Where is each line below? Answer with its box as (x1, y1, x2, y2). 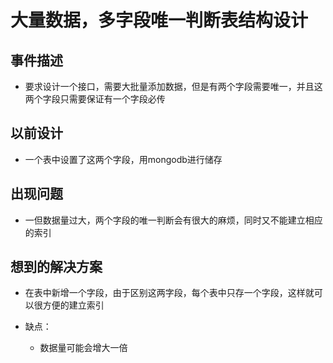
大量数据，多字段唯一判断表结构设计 (10, 9, 309, 32)
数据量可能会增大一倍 (39, 342, 128, 354)
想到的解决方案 (10, 259, 103, 276)
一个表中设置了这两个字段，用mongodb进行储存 (24, 153, 223, 165)
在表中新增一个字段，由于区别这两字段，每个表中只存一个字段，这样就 (24, 287, 315, 299)
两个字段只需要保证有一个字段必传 (24, 93, 166, 105)
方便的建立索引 (42, 299, 105, 311)
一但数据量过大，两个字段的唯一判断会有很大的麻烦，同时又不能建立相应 (24, 214, 323, 226)
